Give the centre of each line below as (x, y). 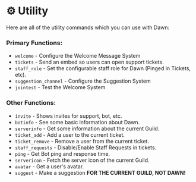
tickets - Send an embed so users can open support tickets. (89, 62)
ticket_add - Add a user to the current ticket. (69, 134)
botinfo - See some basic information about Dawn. (77, 122)
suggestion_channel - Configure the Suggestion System (83, 81)
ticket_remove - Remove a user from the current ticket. (82, 141)
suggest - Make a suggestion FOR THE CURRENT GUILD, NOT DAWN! (100, 172)
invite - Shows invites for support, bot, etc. (68, 116)
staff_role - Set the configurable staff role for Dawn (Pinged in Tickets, (103, 68)
